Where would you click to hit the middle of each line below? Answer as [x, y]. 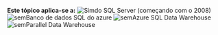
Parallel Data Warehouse [61, 25]
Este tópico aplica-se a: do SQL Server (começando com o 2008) [109, 10]
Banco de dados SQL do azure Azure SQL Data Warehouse [118, 17]
